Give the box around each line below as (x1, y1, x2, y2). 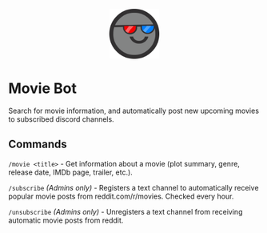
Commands (8, 138, 68, 151)
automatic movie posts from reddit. (8, 215, 124, 225)
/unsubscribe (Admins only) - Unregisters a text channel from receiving (8, 207, 243, 216)
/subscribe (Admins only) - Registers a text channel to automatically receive (8, 183, 259, 192)
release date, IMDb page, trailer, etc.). (8, 167, 133, 177)
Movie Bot (8, 79, 78, 98)
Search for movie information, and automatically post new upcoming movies (8, 106, 260, 115)
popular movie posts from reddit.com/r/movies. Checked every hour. (8, 191, 234, 201)
